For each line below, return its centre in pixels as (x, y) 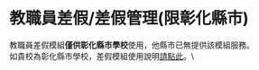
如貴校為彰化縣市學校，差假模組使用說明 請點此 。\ (102, 56)
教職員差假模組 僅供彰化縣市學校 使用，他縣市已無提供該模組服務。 (132, 45)
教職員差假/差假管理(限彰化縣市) (129, 18)
